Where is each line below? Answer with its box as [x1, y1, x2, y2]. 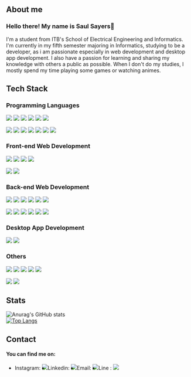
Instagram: [14, 364, 41, 371]
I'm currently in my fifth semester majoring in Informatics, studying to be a [6, 42, 185, 49]
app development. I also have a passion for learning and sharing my [6, 54, 170, 61]
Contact [6, 334, 36, 344]
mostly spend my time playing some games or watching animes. [6, 67, 161, 74]
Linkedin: [47, 364, 70, 371]
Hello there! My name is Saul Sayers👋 [6, 22, 115, 30]
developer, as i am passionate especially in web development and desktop [6, 48, 186, 55]
